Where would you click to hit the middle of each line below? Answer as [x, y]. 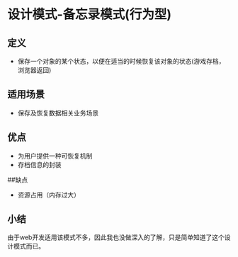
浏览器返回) [34, 70]
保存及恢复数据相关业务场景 [58, 113]
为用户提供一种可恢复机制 [55, 156]
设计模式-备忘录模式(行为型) [90, 15]
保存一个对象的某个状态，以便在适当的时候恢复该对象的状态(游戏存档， [121, 61]
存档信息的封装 [39, 164]
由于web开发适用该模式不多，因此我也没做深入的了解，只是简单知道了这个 [116, 237]
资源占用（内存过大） [49, 195]
